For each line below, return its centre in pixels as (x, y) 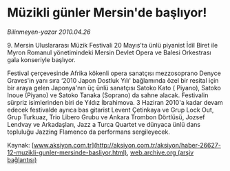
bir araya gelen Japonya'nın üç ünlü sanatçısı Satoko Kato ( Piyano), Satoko (114, 88)
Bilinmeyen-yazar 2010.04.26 (49, 32)
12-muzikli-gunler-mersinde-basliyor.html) (67, 152)
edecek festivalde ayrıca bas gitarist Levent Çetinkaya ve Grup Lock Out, (111, 110)
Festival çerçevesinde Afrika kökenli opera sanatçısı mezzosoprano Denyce (114, 73)
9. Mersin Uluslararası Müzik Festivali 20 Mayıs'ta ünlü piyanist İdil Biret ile (113, 45)
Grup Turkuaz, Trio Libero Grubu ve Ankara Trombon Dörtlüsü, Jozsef (106, 117)
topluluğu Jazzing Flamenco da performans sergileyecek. (89, 132)
